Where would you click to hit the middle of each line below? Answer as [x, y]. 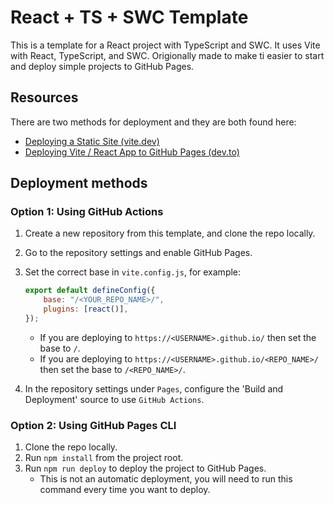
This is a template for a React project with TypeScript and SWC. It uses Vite [165, 45]
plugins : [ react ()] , [86, 309]
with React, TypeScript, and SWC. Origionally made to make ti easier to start [167, 55]
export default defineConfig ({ [90, 291]
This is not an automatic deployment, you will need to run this [166, 479]
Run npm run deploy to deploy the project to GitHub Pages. [145, 468]
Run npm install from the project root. [104, 458]
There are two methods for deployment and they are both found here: [153, 122]
